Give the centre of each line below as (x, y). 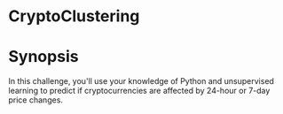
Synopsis (43, 57)
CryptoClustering (74, 16)
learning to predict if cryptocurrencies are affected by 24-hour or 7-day (139, 91)
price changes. (36, 100)
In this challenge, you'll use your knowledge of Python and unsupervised (141, 81)
